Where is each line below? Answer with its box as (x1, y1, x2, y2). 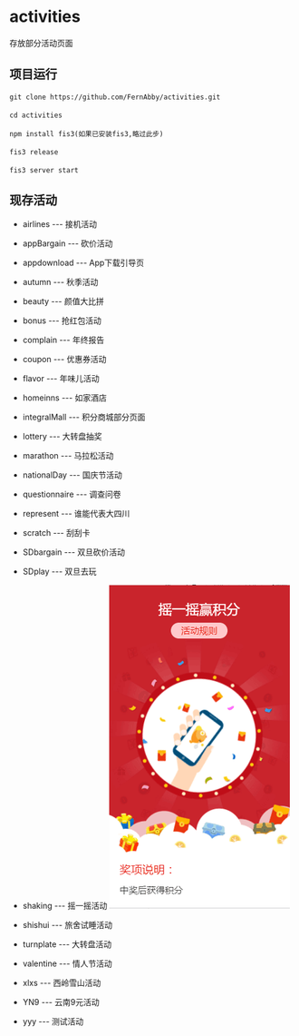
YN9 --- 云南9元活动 (22, 996, 100, 1007)
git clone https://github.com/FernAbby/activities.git (9, 93, 221, 102)
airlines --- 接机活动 (22, 218, 98, 229)
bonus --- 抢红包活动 (22, 315, 101, 326)
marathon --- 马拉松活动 (22, 449, 114, 460)
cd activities (9, 111, 63, 120)
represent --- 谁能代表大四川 (22, 508, 130, 518)
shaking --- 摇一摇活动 (22, 900, 108, 911)
